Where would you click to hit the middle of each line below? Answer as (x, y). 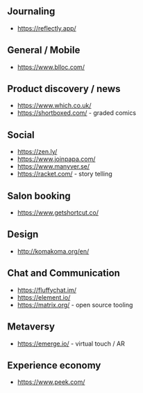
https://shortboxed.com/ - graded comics (77, 113)
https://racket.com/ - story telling (65, 174)
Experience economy (54, 365)
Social (21, 135)
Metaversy (31, 327)
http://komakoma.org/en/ (53, 251)
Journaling (31, 11)
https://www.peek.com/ (51, 382)
